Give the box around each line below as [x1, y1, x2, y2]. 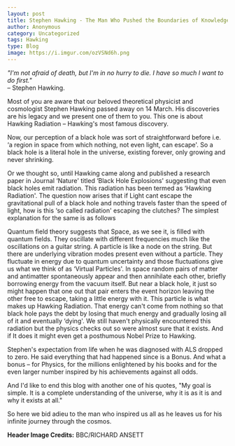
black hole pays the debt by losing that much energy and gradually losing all [7, 309, 227, 318]
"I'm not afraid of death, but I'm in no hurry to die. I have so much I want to [7, 68, 224, 77]
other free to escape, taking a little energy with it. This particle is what [7, 294, 208, 302]
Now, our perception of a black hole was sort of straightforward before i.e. [7, 133, 222, 141]
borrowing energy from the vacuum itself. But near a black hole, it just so [7, 279, 217, 288]
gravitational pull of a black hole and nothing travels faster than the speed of [7, 198, 227, 207]
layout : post [7, 10, 45, 18]
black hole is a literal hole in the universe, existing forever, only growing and [7, 148, 226, 156]
